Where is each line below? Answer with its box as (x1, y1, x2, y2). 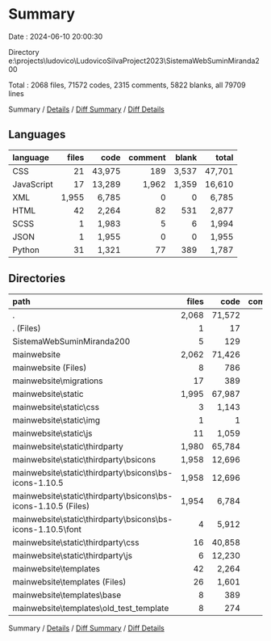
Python (12, 244, 40, 255)
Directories (8, 272, 66, 285)
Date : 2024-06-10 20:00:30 (8, 32, 103, 41)
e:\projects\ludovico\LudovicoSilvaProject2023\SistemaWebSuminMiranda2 (8, 56, 260, 65)
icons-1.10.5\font (12, 523, 82, 534)
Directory (8, 47, 40, 57)
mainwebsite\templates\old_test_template (12, 602, 169, 614)
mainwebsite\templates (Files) (12, 576, 127, 587)
